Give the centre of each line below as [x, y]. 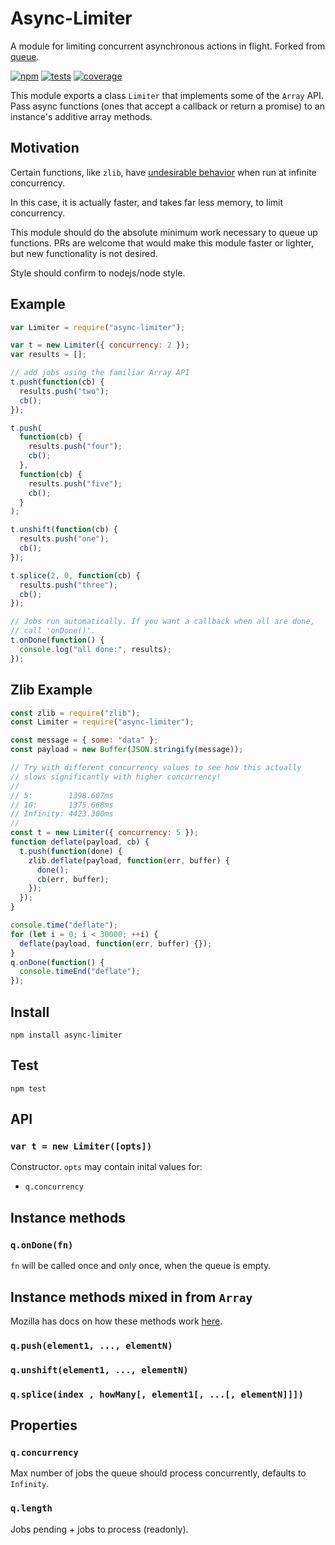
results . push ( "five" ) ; [75, 483]
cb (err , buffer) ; [73, 879]
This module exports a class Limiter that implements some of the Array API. [167, 95]
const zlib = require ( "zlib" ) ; [75, 713]
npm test [28, 1088]
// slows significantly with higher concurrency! [116, 777]
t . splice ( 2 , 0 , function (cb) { [75, 575]
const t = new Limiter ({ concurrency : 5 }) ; [104, 833]
